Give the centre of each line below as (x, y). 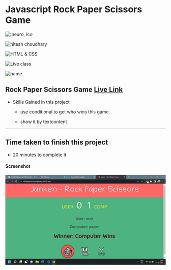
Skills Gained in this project (41, 102)
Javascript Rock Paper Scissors (74, 9)
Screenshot (18, 166)
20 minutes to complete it (39, 155)
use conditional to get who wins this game (64, 112)
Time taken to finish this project (57, 143)
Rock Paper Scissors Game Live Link (64, 90)
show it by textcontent (44, 122)
